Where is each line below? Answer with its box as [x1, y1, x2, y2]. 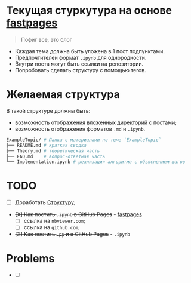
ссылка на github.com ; [23, 224, 81, 231]
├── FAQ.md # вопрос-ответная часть [6, 153, 106, 159]
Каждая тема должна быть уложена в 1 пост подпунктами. [14, 47, 165, 54]
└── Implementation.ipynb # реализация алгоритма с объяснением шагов [6, 159, 186, 165]
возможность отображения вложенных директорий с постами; [14, 119, 177, 126]
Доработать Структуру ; [14, 199, 76, 206]
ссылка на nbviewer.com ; [23, 217, 85, 224]
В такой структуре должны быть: [6, 107, 91, 114]
